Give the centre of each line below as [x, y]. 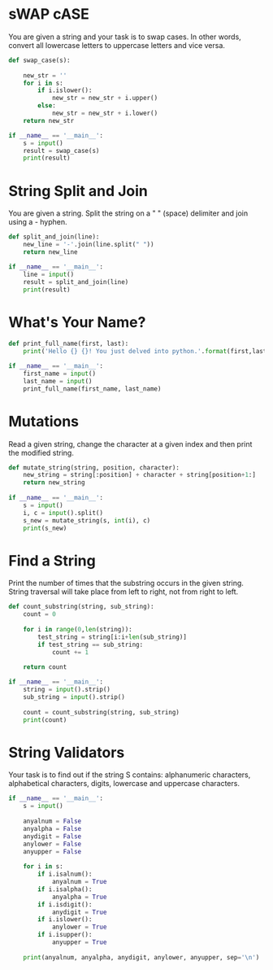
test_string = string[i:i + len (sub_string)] [112, 637]
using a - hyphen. [38, 222]
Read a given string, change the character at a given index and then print [130, 443]
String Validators [67, 752]
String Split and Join [78, 191]
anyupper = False [52, 851]
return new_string [54, 483]
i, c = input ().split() [63, 513]
